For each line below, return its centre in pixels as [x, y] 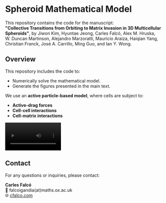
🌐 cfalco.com [19, 195]
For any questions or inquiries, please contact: [53, 175]
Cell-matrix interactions [37, 116]
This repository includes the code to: [43, 71]
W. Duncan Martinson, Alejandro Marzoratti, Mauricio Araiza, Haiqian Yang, [82, 39]
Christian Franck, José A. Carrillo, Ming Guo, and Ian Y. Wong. [69, 43]
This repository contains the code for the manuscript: [59, 23]
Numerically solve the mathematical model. [56, 81]
